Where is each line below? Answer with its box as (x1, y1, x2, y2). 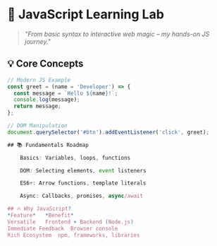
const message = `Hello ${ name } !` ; (13, 90, 118, 97)
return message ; (13, 102, 61, 110)
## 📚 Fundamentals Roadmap (7, 141, 89, 148)
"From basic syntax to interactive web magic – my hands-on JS (24, 30, 210, 38)
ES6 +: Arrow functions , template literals (20, 180, 147, 187)
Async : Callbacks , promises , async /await (20, 192, 143, 200)
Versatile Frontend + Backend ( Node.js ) (7, 218, 134, 225)
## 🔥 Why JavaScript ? (7, 205, 72, 213)
